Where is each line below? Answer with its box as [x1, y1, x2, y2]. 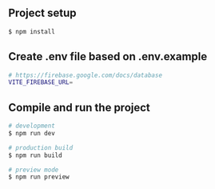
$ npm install [8, 27, 56, 35]
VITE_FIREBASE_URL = [8, 78, 74, 86]
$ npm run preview [8, 173, 70, 181]
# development [8, 122, 56, 131]
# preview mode [8, 166, 59, 174]
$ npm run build [8, 151, 62, 159]
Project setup [8, 6, 78, 20]
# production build [8, 143, 74, 151]
